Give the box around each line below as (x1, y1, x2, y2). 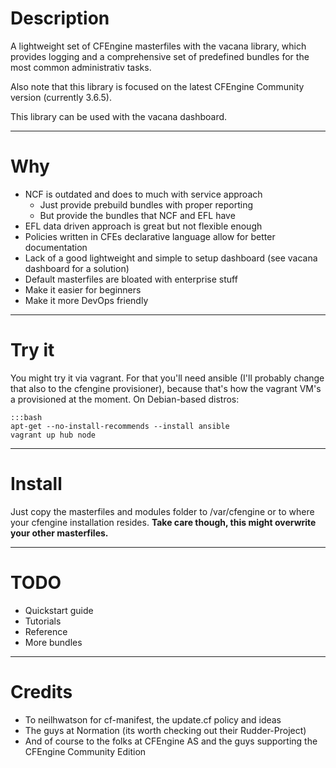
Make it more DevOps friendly (24, 294, 149, 306)
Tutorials (24, 615, 62, 627)
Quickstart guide (24, 604, 94, 616)
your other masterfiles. (10, 527, 109, 539)
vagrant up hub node (10, 430, 97, 440)
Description (10, 7, 110, 30)
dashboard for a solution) (24, 262, 130, 274)
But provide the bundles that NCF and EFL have (39, 209, 236, 221)
